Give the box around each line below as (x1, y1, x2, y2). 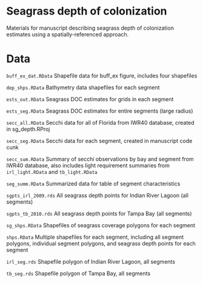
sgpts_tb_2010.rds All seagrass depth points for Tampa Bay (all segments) (6, 210, 192, 217)
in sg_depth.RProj (6, 125, 50, 133)
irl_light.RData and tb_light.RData (6, 168, 98, 175)
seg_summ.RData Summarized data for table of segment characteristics (6, 180, 181, 187)
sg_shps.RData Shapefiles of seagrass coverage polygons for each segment (6, 221, 196, 228)
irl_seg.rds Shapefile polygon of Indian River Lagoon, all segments (6, 258, 176, 265)
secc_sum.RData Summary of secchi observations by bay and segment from (6, 155, 194, 162)
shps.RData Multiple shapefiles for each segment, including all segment (6, 233, 184, 241)
